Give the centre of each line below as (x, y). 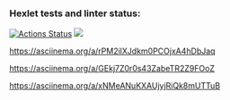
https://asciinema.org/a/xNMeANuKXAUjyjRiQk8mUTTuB (115, 86)
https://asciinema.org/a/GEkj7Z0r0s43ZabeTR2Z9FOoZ (112, 69)
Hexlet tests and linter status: (75, 13)
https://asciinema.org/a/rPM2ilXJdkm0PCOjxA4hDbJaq (112, 51)
